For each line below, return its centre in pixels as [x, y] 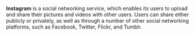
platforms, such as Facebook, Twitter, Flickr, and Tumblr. [74, 27]
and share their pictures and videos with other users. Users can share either [97, 15]
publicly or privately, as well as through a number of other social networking [97, 21]
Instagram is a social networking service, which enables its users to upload [97, 8]
